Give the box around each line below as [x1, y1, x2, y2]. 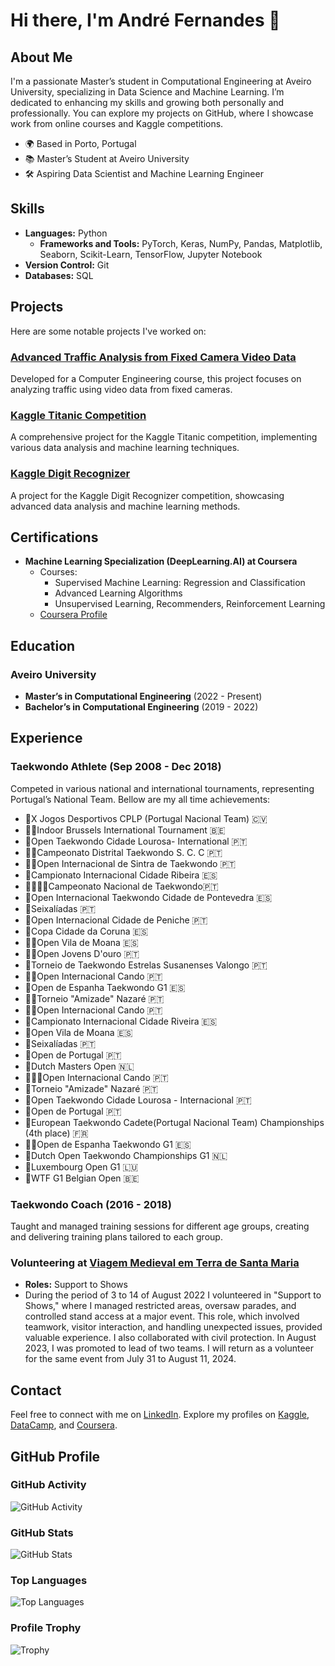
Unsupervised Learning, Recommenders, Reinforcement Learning [54, 598, 326, 610]
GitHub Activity [10, 1478, 87, 1492]
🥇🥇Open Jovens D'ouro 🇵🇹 [24, 947, 140, 959]
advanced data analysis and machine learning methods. [10, 500, 241, 512]
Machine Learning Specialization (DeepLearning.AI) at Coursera [24, 555, 298, 568]
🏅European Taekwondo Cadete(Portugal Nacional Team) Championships [24, 1116, 325, 1128]
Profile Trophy [10, 1621, 82, 1635]
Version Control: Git [24, 259, 110, 271]
